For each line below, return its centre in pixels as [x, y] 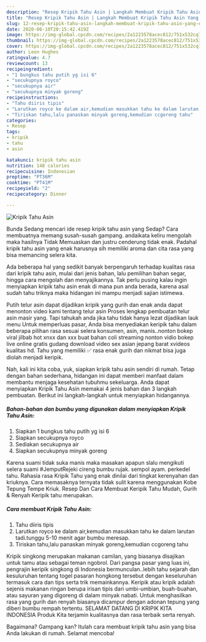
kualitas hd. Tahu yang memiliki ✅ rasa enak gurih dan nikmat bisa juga [96, 350]
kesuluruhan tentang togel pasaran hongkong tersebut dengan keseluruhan [102, 575]
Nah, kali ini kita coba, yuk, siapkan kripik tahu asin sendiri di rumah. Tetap [101, 369]
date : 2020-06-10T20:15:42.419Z [48, 29]
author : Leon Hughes [33, 52]
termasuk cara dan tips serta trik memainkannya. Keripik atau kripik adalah [101, 582]
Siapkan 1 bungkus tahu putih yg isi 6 [62, 431]
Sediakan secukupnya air [47, 444]
